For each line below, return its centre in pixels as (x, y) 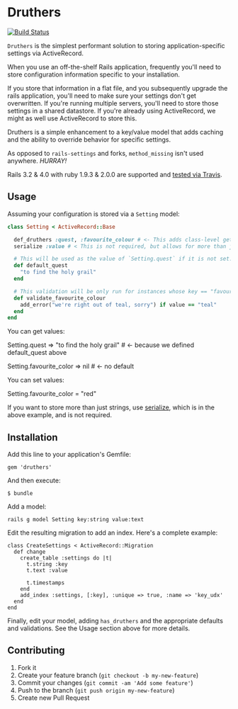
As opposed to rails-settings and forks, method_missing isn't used (106, 153)
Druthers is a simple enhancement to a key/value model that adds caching (115, 132)
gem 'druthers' (30, 467)
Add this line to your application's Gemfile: (69, 455)
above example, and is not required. (59, 415)
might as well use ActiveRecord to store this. (72, 118)
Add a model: (27, 506)
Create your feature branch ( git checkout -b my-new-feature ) (108, 675)
